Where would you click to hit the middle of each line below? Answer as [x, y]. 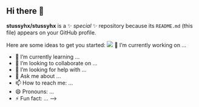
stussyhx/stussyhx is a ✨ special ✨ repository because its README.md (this [99, 25]
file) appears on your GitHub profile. [51, 32]
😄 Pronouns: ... [35, 91]
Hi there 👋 [25, 11]
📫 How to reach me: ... [44, 83]
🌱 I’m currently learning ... [47, 57]
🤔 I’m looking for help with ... [51, 70]
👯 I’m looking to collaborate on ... [56, 63]
